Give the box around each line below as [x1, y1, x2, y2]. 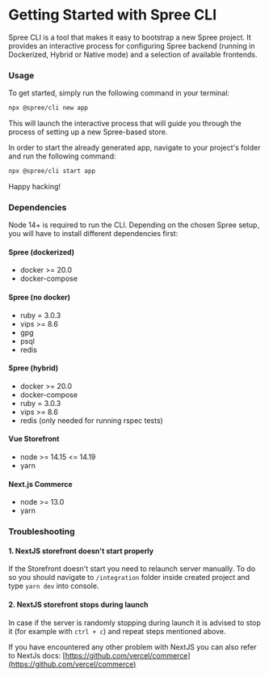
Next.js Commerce [8, 479, 73, 489]
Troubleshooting [8, 526, 75, 537]
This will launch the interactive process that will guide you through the [8, 119, 242, 129]
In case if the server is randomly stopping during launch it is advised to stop [8, 617, 261, 628]
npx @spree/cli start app [8, 167, 95, 176]
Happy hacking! [8, 181, 61, 191]
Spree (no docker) [8, 293, 71, 303]
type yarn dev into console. [8, 581, 99, 591]
